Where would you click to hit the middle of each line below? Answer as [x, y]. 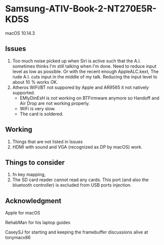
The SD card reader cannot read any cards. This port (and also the [81, 180]
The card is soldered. [41, 114]
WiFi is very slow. [38, 108]
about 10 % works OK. [35, 82]
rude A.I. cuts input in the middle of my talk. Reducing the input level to [85, 77]
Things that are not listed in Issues [47, 141]
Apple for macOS [23, 213]
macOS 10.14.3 [20, 33]
